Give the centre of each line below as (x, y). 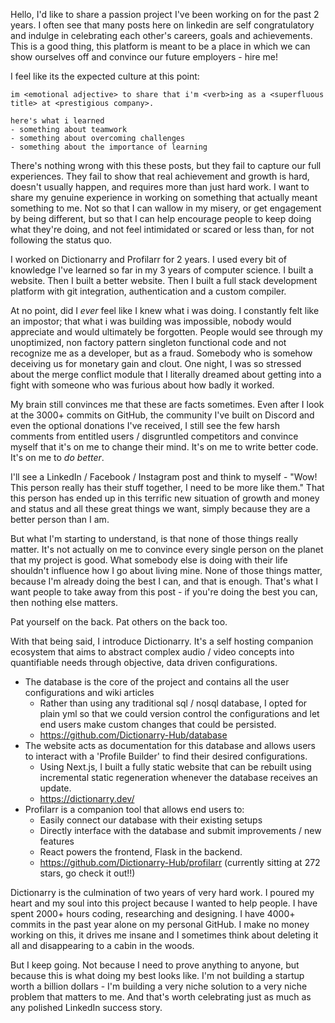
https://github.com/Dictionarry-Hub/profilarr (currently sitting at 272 (180, 862)
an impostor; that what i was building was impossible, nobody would (151, 321)
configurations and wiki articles (89, 692)
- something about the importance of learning (109, 147)
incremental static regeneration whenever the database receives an (178, 777)
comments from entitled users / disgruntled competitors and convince (154, 436)
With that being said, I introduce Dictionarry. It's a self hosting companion (162, 641)
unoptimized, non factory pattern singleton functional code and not (148, 342)
